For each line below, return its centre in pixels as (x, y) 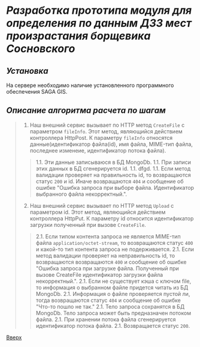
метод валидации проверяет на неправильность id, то (105, 255)
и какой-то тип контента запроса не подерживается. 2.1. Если (115, 249)
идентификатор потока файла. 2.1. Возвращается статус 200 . (113, 325)
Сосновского (41, 49)
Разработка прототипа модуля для (99, 11)
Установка (27, 71)
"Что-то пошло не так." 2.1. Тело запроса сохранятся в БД (110, 306)
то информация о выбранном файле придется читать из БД (112, 287)
